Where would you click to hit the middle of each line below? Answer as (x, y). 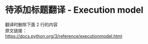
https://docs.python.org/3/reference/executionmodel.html (64, 36)
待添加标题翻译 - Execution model (74, 10)
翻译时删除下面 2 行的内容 (31, 24)
